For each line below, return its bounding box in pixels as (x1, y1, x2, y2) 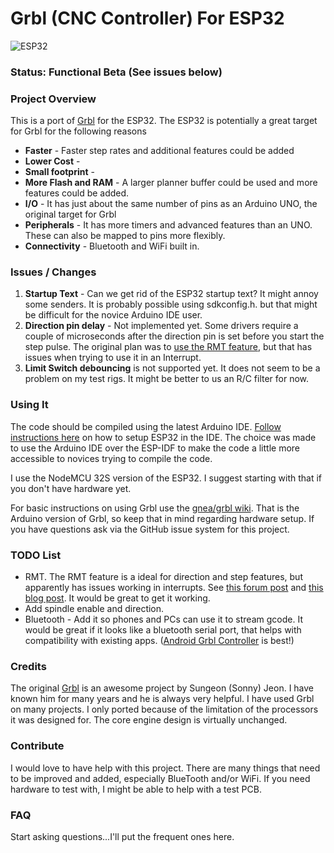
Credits (10, 659, 47, 673)
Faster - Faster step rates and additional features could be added (24, 145, 295, 157)
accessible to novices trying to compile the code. (10, 452, 213, 464)
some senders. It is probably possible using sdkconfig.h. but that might (24, 298, 318, 311)
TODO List (10, 548, 62, 562)
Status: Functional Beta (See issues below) (10, 65, 223, 79)
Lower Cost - (24, 155, 81, 167)
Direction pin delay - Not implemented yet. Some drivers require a (24, 320, 299, 332)
